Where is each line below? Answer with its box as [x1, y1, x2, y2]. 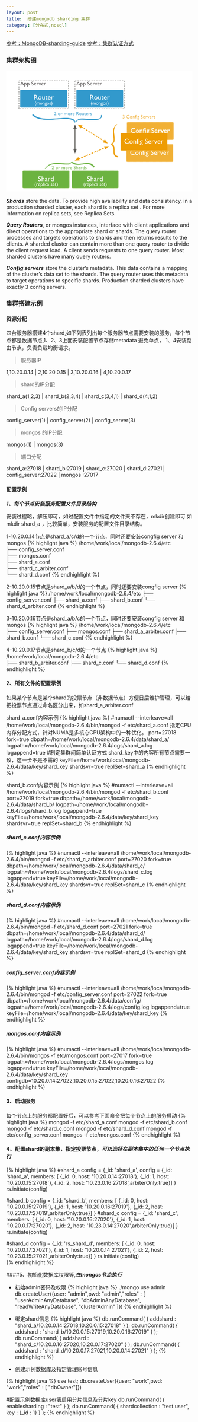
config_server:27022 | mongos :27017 [6, 472, 99, 479]
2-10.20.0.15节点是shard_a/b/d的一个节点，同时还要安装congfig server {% [6, 583, 187, 590]
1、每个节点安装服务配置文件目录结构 [6, 500, 97, 507]
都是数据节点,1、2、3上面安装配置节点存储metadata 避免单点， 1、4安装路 [11, 337, 192, 344]
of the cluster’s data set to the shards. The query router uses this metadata [6, 271, 189, 278]
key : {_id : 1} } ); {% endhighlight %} [6, 1409, 95, 1416]
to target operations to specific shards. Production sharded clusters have [6, 277, 184, 284]
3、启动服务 [6, 1097, 36, 1105]
